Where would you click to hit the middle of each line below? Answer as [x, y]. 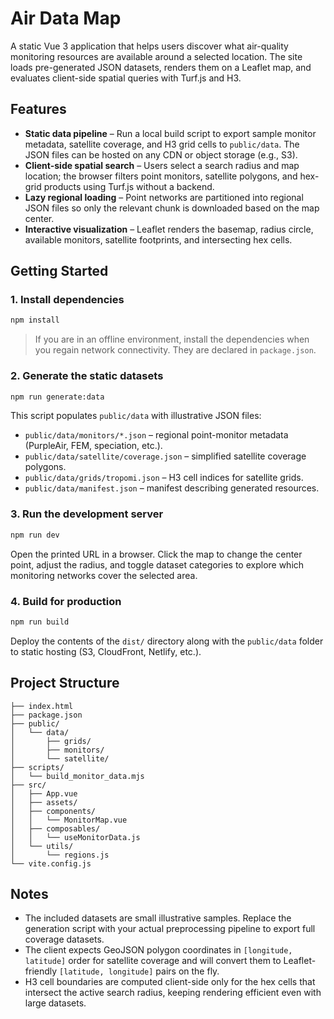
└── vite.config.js [51, 863]
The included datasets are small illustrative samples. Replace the [158, 918]
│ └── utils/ [42, 846]
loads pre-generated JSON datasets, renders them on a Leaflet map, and [161, 67]
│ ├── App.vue [44, 793]
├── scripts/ [37, 767]
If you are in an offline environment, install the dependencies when [172, 339]
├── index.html [42, 706]
